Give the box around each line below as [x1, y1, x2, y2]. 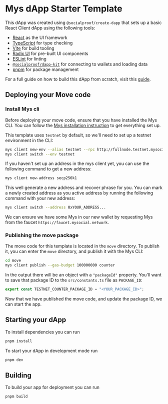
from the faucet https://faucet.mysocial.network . [5, 219, 109, 225]
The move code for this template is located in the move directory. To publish [5, 243, 160, 249]
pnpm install [5, 338, 32, 343]
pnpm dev [5, 357, 23, 362]
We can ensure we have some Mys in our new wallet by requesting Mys [5, 214, 153, 220]
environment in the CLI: [5, 137, 53, 143]
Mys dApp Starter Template [5, 3, 122, 14]
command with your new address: [5, 195, 75, 201]
